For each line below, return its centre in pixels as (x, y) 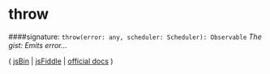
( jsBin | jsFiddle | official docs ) (61, 61)
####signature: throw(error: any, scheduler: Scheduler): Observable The (135, 37)
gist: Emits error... (38, 45)
